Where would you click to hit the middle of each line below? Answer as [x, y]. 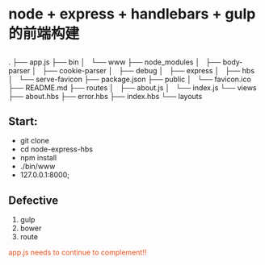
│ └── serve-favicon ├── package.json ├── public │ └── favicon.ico [130, 79]
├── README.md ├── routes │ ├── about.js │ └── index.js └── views [132, 87]
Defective [34, 200]
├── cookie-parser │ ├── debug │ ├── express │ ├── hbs [149, 70]
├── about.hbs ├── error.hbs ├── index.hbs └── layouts [105, 96]
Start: [23, 121]
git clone [35, 141]
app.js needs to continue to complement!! [78, 253]
